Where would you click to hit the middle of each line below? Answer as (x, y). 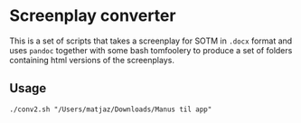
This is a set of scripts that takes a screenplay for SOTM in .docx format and (151, 41)
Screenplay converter (93, 16)
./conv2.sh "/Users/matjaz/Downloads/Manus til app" (111, 109)
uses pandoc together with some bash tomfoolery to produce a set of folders (151, 50)
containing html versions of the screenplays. (92, 60)
